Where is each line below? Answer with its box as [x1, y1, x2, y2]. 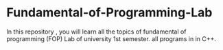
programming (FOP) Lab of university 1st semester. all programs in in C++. [6, 34, 217, 42]
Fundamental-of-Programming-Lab [6, 5, 213, 21]
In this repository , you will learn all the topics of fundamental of [6, 27, 187, 36]
